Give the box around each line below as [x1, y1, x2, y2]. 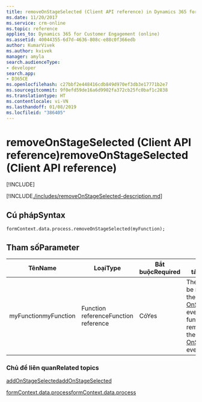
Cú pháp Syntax [6, 210, 66, 220]
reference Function [81, 311, 133, 320]
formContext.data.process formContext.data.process [6, 389, 136, 396]
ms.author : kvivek [6, 48, 52, 54]
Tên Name [28, 264, 57, 272]
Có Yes [139, 311, 158, 320]
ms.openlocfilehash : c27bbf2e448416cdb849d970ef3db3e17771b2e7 [6, 82, 168, 88]
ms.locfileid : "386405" [6, 110, 66, 116]
